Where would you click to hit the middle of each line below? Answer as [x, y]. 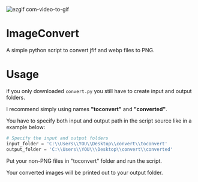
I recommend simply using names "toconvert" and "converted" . [87, 109]
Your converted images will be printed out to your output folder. [85, 172]
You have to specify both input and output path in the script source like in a [99, 121]
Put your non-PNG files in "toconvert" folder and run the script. [84, 161]
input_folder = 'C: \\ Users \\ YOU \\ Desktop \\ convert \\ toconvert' [87, 144]
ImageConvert [43, 34]
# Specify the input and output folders [58, 138]
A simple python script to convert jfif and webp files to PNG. [80, 50]
